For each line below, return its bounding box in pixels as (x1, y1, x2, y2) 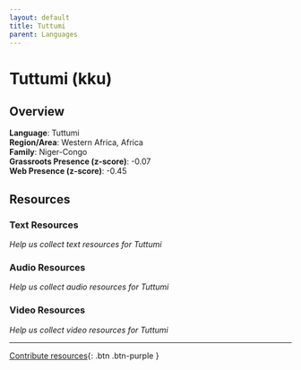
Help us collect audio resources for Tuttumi (9, 281, 169, 292)
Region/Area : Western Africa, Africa (9, 137, 143, 148)
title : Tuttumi (9, 22, 66, 30)
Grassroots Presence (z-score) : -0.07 (9, 156, 151, 167)
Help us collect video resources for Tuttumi (9, 324, 168, 335)
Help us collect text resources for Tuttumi (9, 239, 162, 250)
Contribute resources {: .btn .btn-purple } (9, 350, 159, 361)
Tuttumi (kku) (9, 68, 112, 89)
